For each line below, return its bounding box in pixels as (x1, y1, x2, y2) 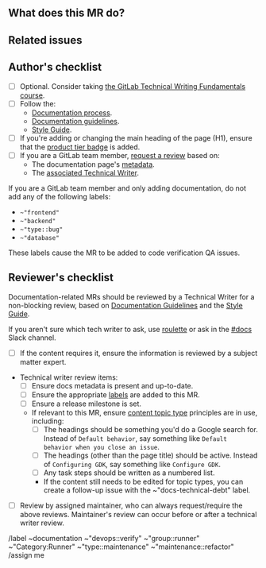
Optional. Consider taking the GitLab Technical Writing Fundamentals (19, 81, 246, 91)
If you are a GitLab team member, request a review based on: (19, 150, 220, 160)
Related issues (8, 33, 83, 47)
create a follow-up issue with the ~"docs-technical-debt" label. (43, 485, 251, 495)
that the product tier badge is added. (19, 142, 141, 152)
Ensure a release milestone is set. (31, 399, 141, 408)
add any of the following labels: (8, 191, 111, 201)
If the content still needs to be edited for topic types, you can (43, 477, 244, 487)
